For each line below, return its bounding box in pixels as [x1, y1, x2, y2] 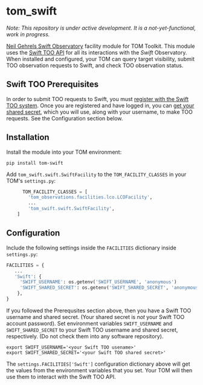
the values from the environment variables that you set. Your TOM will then [6, 366, 193, 373]
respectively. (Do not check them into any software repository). [6, 332, 164, 340]
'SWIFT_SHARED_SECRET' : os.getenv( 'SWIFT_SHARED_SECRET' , [19, 285, 169, 291]
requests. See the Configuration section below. [6, 114, 123, 122]
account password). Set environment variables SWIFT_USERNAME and [6, 320, 173, 327]
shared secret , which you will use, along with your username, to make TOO [6, 108, 193, 116]
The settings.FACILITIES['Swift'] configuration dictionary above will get [6, 360, 190, 367]
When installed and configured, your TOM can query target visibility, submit [6, 55, 195, 62]
